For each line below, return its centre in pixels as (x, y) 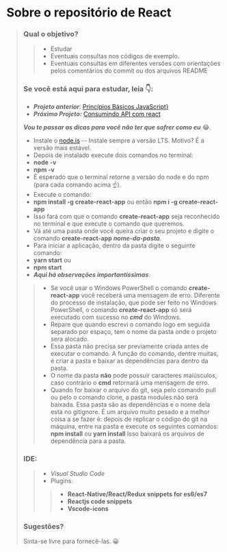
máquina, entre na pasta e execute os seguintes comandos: (134, 426)
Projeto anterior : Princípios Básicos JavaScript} (101, 106)
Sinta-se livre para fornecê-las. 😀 (71, 541)
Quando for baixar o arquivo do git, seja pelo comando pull (133, 389)
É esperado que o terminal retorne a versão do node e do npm (121, 177)
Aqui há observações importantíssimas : (92, 274)
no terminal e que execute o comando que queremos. (109, 224)
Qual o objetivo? (51, 34)
